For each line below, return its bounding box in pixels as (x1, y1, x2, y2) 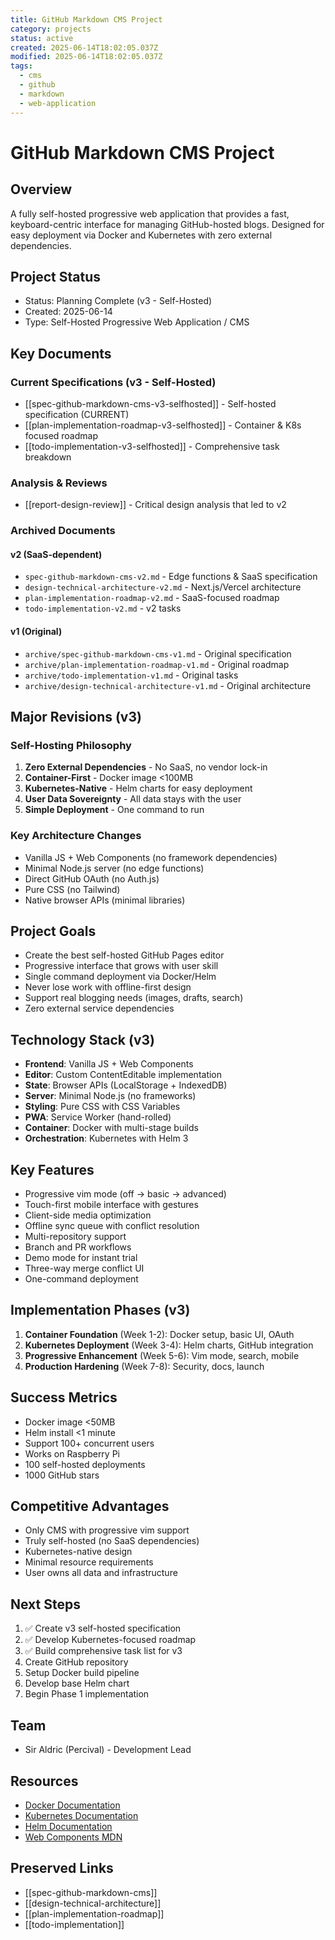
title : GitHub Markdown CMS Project (10, 14, 163, 25)
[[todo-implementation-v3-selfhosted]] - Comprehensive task (24, 441, 280, 452)
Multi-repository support (24, 1231, 127, 1243)
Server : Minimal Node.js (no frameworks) (24, 1090, 197, 1102)
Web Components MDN (24, 1831, 123, 1843)
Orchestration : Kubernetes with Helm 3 (24, 1132, 189, 1145)
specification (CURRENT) (24, 409, 130, 420)
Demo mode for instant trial (24, 1252, 138, 1264)
